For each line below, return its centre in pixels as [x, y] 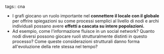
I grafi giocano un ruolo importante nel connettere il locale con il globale [86, 16]
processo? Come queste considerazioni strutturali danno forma [76, 41]
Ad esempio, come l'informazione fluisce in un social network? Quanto [83, 31]
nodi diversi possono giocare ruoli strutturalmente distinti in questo [80, 36]
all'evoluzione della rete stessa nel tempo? [55, 47]
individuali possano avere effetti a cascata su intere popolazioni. [78, 26]
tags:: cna [15, 7]
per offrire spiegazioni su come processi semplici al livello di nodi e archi [85, 21]
